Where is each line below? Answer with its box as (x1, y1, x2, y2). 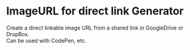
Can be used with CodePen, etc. (6, 37, 87, 44)
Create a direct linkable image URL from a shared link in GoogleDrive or (6, 24, 184, 31)
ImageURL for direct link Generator (6, 4, 184, 18)
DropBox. (6, 30, 30, 37)
